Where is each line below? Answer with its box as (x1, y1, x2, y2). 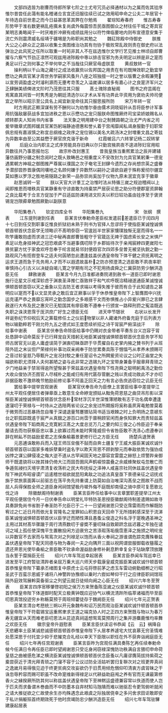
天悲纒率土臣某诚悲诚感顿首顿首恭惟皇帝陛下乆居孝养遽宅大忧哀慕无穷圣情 (5, 627, 158, 633)
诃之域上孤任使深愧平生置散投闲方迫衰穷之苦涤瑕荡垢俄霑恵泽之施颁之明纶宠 (5, 527, 163, 533)
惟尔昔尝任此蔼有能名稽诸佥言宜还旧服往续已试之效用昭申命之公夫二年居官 (5, 10, 158, 16)
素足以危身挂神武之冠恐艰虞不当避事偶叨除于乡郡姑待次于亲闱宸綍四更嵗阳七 (5, 240, 163, 246)
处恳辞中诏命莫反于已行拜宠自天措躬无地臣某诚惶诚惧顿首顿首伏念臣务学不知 (5, 334, 163, 339)
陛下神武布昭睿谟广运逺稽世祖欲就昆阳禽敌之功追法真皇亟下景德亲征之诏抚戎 (5, 471, 163, 477)
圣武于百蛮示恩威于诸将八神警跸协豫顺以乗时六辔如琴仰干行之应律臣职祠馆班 (5, 571, 163, 577)
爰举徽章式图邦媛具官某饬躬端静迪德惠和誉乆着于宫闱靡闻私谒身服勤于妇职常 (5, 123, 163, 129)
